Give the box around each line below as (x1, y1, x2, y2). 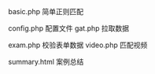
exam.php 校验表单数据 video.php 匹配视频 (8, 40, 148, 50)
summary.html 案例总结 (8, 57, 84, 66)
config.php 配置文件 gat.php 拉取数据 (8, 24, 130, 33)
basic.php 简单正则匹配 (8, 7, 84, 16)
